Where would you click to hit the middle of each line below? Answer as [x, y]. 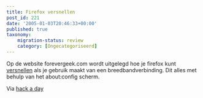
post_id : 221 [23, 18]
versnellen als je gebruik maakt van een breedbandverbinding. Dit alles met [101, 70]
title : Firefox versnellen [41, 12]
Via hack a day [25, 88]
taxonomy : [19, 35]
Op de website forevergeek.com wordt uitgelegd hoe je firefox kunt [91, 63]
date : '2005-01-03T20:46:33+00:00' [52, 23]
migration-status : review [51, 40]
